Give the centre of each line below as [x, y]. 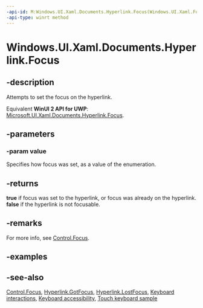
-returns [22, 183]
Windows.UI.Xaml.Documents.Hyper [101, 47]
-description [30, 82]
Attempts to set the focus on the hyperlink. [60, 97]
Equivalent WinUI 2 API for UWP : [47, 109]
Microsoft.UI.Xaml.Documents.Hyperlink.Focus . [65, 115]
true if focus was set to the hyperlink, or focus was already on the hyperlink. [101, 198]
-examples [27, 257]
